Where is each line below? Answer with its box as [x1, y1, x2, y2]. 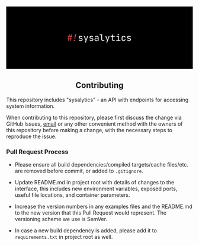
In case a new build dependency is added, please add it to [14, 226, 157, 234]
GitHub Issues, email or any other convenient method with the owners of [6, 120, 183, 127]
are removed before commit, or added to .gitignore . [14, 167, 144, 174]
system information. [6, 102, 55, 110]
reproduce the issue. [6, 133, 57, 140]
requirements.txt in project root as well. [14, 233, 113, 240]
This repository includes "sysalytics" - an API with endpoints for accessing [6, 96, 189, 103]
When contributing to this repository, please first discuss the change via [6, 114, 182, 121]
